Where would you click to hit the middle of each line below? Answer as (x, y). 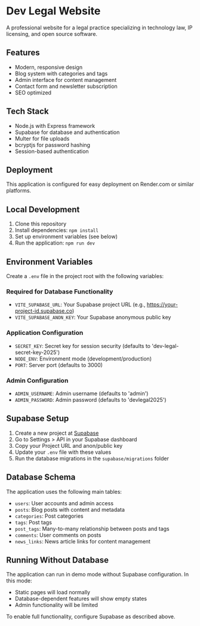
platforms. (19, 191)
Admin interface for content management (66, 80)
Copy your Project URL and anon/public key (69, 445)
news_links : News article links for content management (83, 541)
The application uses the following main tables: (64, 491)
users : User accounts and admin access (64, 503)
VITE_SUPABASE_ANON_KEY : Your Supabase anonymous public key (93, 317)
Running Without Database (58, 560)
